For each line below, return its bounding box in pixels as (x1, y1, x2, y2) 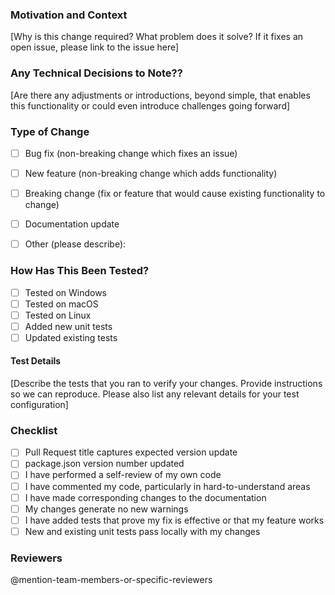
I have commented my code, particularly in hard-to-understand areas (24, 480, 311, 492)
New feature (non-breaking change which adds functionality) (24, 167, 278, 179)
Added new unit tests (24, 320, 113, 332)
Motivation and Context (10, 8, 128, 22)
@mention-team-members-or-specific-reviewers (10, 574, 213, 586)
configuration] (10, 399, 69, 411)
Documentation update (24, 218, 120, 230)
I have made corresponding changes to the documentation (24, 491, 267, 503)
